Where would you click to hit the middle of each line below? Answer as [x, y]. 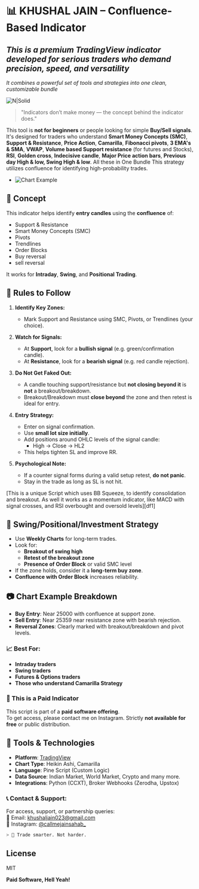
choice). [34, 325]
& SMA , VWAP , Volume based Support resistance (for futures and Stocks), [100, 149]
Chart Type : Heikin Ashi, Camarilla [57, 764]
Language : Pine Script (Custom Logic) [62, 770]
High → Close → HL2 [59, 446]
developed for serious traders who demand [89, 59]
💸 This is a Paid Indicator [42, 698]
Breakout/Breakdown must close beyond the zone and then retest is [108, 397]
